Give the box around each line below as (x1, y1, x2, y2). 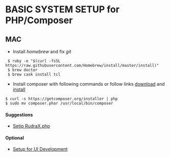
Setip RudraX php (12, 123, 50, 129)
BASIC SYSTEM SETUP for (5, 4, 120, 15)
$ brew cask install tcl (7, 72, 60, 77)
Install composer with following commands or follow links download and (12, 81, 165, 87)
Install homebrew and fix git (12, 49, 72, 54)
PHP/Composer (5, 14, 73, 26)
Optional (5, 134, 24, 141)
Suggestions (5, 111, 33, 117)
